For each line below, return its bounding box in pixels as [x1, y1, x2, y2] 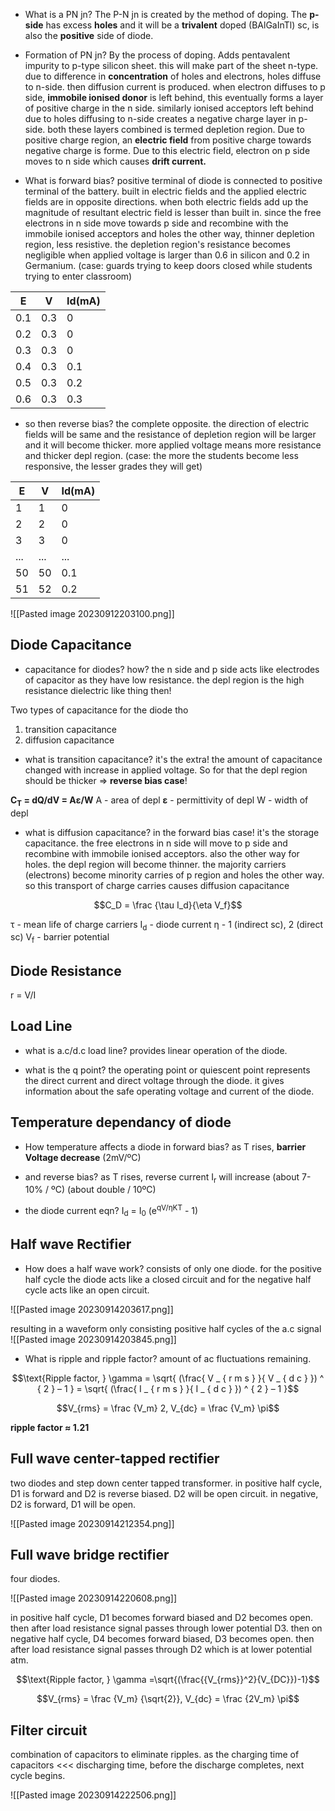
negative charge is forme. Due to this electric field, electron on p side [24, 145, 311, 156]
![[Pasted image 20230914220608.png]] [10, 1592, 177, 1604]
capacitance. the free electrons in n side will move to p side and [24, 837, 288, 849]
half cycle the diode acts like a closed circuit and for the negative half [24, 1273, 312, 1285]
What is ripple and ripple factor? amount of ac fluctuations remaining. [24, 1352, 312, 1364]
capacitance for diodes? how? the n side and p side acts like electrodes [24, 663, 320, 675]
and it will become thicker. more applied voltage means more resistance [24, 439, 322, 451]
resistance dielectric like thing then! [24, 684, 172, 696]
